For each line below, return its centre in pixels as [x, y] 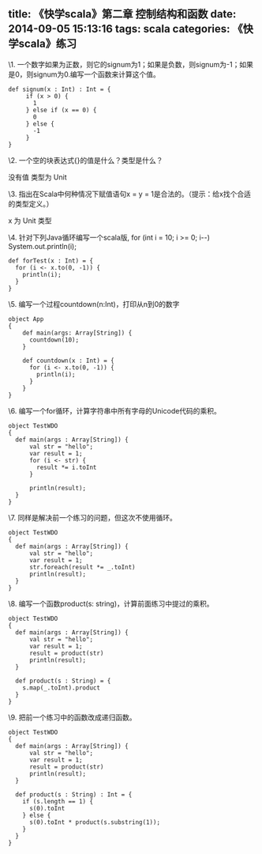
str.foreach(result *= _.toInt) [82, 567]
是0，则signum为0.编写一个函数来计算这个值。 [84, 74]
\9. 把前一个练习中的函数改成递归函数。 [72, 717]
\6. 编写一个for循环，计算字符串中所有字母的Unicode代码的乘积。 [114, 410]
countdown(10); [54, 340]
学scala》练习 [43, 44]
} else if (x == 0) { [61, 110]
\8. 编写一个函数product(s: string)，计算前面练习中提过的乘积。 [111, 603]
